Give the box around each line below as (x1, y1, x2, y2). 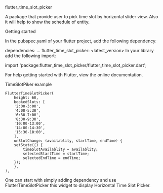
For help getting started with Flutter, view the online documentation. (5, 72, 143, 78)
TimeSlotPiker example (5, 81, 52, 87)
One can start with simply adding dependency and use (5, 177, 117, 183)
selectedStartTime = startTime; (23, 151, 90, 156)
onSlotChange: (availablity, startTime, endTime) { (14, 138, 122, 143)
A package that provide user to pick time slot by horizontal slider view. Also (5, 14, 158, 19)
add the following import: (5, 53, 56, 59)
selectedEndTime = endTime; (23, 156, 81, 161)
